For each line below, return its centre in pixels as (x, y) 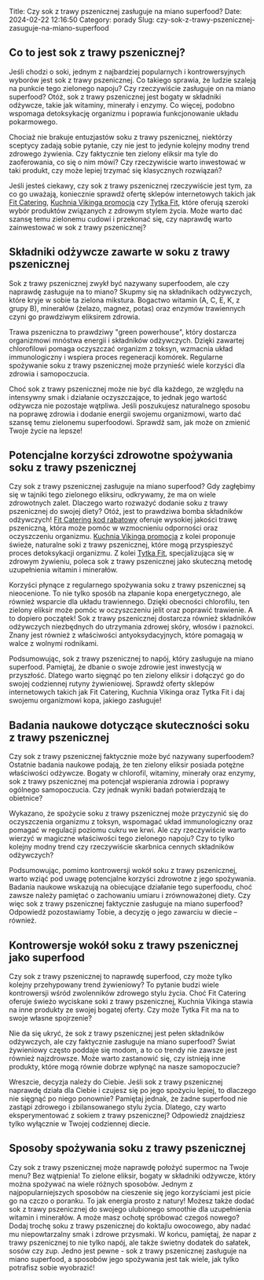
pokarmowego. (33, 122)
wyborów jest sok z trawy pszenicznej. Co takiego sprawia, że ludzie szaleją (132, 80)
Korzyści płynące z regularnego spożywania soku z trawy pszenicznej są (127, 585)
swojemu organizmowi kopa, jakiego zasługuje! (85, 701)
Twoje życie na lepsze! (46, 431)
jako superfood (47, 957)
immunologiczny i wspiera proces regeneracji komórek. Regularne (116, 357)
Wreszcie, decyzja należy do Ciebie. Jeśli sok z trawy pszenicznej (116, 1082)
